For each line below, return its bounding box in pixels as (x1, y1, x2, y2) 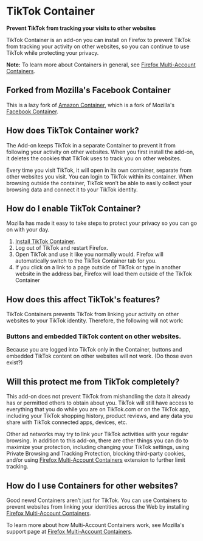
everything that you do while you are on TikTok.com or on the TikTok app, (6, 406, 191, 413)
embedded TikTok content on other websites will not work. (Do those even (6, 352, 193, 360)
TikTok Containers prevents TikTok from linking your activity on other (6, 311, 179, 318)
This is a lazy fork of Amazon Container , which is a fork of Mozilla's (6, 101, 175, 108)
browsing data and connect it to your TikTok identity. (6, 186, 138, 193)
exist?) (6, 359, 23, 366)
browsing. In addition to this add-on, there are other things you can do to (6, 437, 188, 444)
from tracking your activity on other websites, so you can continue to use (6, 43, 190, 50)
